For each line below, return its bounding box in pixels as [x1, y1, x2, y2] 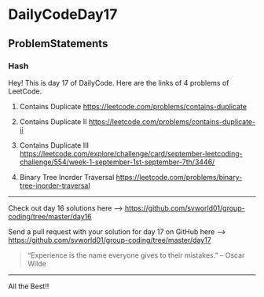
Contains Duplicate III [19, 140, 89, 150]
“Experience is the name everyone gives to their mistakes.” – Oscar [27, 250, 245, 260]
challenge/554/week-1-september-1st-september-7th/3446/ [19, 157, 215, 167]
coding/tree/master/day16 [8, 211, 92, 221]
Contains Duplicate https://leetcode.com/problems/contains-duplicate [19, 101, 247, 111]
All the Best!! [8, 281, 49, 291]
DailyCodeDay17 [8, 5, 118, 24]
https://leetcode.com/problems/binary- [115, 172, 243, 181]
